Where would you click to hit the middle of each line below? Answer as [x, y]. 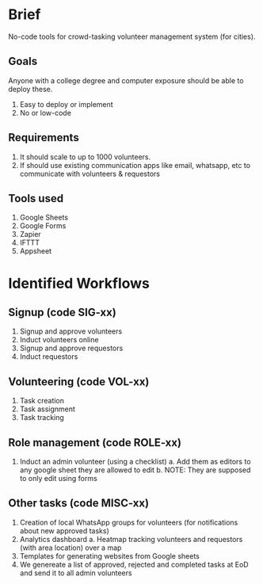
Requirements [44, 137]
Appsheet [36, 251]
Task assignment [47, 409]
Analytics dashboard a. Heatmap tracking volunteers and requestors [131, 539]
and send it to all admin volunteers [76, 573]
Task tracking [42, 418]
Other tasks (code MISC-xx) [78, 504]
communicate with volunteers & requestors [90, 174]
